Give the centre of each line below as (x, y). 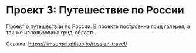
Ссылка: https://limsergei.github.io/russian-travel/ (67, 44)
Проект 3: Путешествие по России (95, 10)
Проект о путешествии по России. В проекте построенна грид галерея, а (98, 26)
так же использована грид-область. (51, 32)
